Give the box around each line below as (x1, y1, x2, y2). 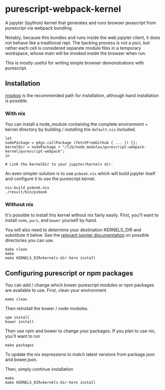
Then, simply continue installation (5, 366, 73, 372)
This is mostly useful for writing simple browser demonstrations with (5, 60, 144, 66)
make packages (5, 343, 34, 348)
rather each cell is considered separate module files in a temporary (5, 45, 141, 51)
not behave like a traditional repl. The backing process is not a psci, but (5, 39, 150, 45)
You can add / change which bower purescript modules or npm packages (5, 282, 154, 288)
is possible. (5, 98, 29, 104)
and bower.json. (5, 356, 38, 363)
